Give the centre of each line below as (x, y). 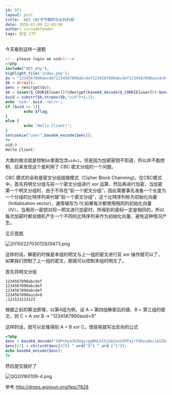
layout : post (19, 15)
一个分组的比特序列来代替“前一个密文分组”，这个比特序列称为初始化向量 (81, 197)
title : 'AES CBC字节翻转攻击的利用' (41, 20)
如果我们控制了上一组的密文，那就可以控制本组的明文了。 (66, 260)
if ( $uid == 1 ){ (23, 107)
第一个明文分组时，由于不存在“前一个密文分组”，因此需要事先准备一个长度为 (86, 190)
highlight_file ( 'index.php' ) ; (38, 73)
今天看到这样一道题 (26, 49)
